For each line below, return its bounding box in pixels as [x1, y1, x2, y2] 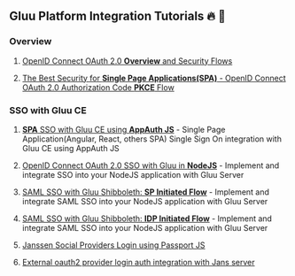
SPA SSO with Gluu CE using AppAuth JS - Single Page [21, 124, 226, 134]
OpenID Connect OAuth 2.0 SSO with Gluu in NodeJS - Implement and [21, 160, 280, 171]
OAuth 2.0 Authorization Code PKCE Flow [21, 81, 175, 93]
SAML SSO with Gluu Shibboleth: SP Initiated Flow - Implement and [21, 187, 270, 197]
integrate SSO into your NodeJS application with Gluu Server [21, 169, 245, 180]
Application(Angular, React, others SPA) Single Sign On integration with [21, 134, 282, 144]
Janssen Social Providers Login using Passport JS [21, 240, 206, 250]
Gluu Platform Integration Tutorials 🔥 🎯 [9, 9, 226, 24]
